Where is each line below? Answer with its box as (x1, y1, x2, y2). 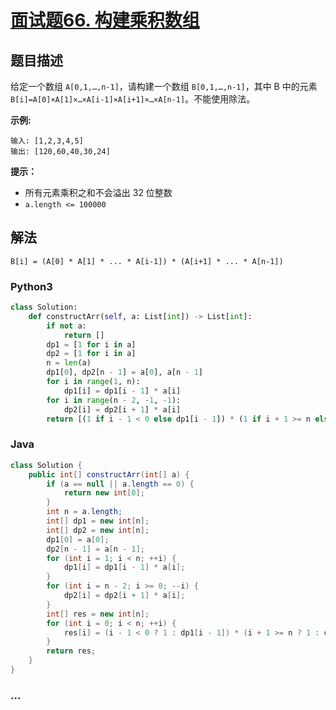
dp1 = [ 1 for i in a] (46, 339, 137, 350)
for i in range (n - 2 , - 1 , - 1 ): (46, 395, 182, 405)
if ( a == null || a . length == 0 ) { (46, 479, 195, 489)
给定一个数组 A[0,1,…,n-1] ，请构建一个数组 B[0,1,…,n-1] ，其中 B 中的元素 (10, 81, 318, 92)
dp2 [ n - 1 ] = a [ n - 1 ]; (46, 544, 145, 554)
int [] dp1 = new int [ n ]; (46, 516, 150, 526)
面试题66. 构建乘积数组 (10, 9, 200, 32)
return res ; (46, 646, 97, 656)
